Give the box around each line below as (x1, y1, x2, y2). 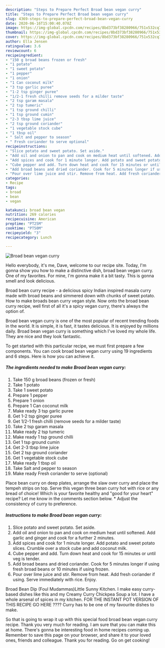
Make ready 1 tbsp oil (12, 460, 56, 466)
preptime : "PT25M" (5, 221, 43, 226)
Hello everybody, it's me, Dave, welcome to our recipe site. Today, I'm (5, 262, 146, 268)
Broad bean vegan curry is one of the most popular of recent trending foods (5, 317, 159, 324)
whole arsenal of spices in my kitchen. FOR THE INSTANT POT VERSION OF (5, 596, 159, 602)
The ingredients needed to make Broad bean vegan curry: (5, 364, 126, 370)
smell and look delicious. (5, 278, 55, 284)
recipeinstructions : (5, 144, 48, 149)
